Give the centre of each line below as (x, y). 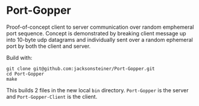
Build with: (19, 57)
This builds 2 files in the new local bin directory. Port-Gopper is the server (97, 90)
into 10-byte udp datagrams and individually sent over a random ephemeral (99, 40)
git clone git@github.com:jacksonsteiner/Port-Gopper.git (81, 69)
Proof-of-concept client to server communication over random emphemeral (100, 27)
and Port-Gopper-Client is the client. (52, 96)
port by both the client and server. (49, 46)
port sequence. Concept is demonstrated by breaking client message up (96, 33)
